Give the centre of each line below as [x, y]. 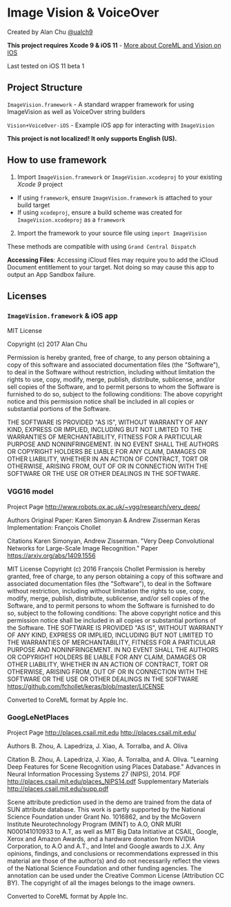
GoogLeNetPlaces [38, 718]
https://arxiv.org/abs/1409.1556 [51, 555]
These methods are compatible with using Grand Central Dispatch [102, 246]
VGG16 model [30, 492]
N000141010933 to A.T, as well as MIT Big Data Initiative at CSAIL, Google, [113, 831]
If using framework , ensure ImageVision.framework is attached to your [114, 198]
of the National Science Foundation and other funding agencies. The [104, 868]
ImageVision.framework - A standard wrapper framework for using [101, 104]
